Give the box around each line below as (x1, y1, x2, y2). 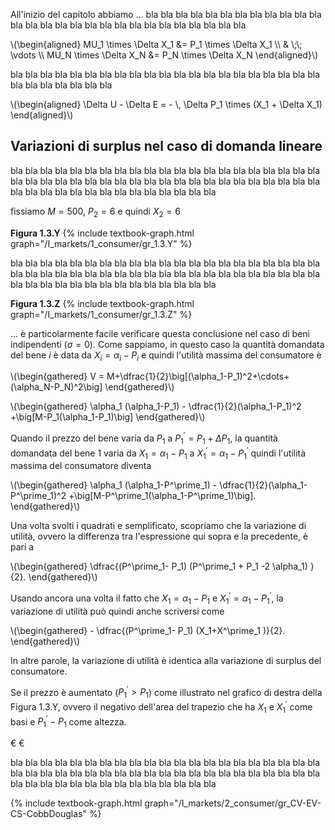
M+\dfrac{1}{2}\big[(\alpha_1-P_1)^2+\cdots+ (106, 370, 290, 383)
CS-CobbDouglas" (10, 808, 87, 820)
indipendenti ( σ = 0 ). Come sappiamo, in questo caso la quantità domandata (10, 338, 325, 350)
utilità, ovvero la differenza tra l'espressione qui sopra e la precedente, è (10, 530, 309, 543)
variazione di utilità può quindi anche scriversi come (10, 605, 225, 617)
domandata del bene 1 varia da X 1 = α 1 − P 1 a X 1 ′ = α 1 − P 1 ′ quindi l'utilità (10, 445, 307, 461)
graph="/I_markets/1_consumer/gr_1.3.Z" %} (10, 308, 193, 320)
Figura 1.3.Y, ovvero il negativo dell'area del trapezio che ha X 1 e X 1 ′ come (10, 699, 313, 715)
